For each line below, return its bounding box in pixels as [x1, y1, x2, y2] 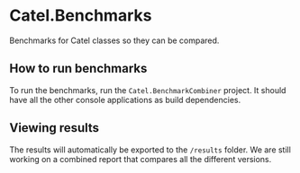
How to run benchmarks [9, 61, 148, 76]
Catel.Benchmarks [9, 5, 152, 26]
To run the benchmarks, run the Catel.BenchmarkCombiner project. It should [9, 84, 286, 95]
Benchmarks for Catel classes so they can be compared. [9, 35, 220, 46]
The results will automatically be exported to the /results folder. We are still [9, 144, 291, 155]
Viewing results [9, 120, 100, 135]
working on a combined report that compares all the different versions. [9, 153, 272, 164]
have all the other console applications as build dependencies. [9, 94, 241, 105]
